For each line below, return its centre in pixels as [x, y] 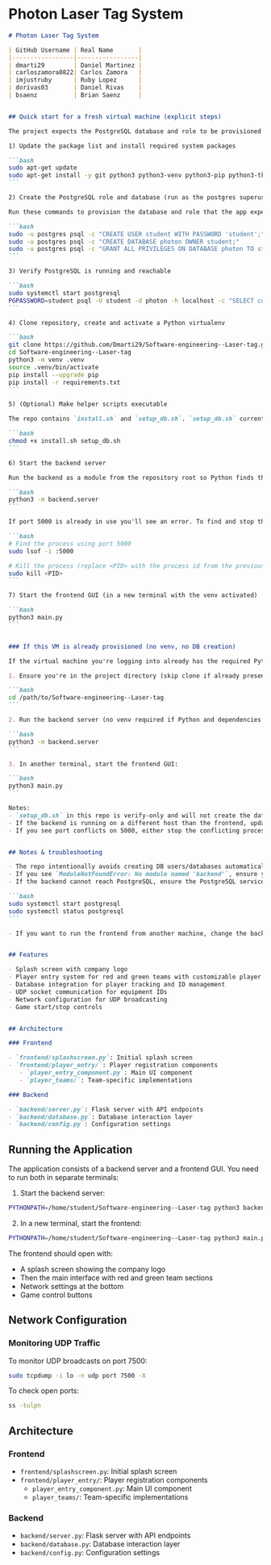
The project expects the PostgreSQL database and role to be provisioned [135, 131]
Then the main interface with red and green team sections [117, 1277]
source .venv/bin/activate [54, 367]
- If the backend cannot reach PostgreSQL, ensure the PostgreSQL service [137, 882]
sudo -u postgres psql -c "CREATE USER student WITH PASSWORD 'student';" [137, 234]
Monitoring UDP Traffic [54, 1343]
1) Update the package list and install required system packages [122, 146]
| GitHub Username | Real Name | [75, 50]
